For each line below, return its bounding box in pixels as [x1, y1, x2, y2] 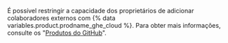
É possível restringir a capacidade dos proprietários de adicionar [7, 7, 194, 15]
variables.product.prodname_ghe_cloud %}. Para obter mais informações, [7, 21, 221, 29]
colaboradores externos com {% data [7, 14, 116, 22]
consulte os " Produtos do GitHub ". [7, 28, 107, 37]
